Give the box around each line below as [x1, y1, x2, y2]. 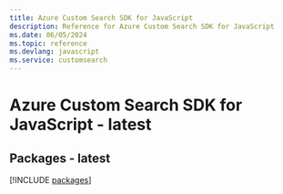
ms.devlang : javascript [9, 47, 100, 56]
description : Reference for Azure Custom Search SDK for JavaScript [9, 22, 275, 31]
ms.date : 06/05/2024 [9, 30, 88, 39]
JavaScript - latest [9, 115, 152, 135]
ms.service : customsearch [9, 56, 107, 65]
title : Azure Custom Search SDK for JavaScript [9, 13, 194, 23]
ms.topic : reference [9, 38, 88, 48]
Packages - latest [9, 150, 111, 166]
